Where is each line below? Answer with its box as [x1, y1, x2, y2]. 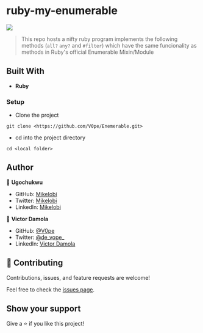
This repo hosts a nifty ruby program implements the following [21, 35, 178, 43]
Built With [6, 66, 45, 76]
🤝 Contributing [6, 258, 63, 268]
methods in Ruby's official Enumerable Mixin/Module [21, 48, 154, 56]
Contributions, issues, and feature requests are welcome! [6, 274, 151, 281]
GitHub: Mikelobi [15, 190, 57, 197]
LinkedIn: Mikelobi [15, 203, 61, 211]
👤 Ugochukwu [6, 178, 43, 186]
